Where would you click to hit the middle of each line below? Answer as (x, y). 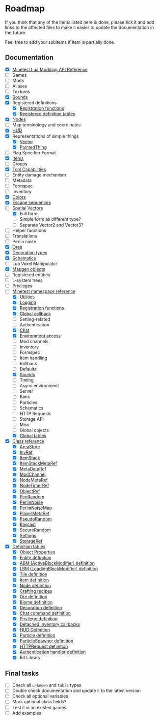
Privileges (22, 286)
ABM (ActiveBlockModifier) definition (57, 563)
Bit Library (30, 658)
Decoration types (30, 252)
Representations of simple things (45, 136)
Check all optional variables (40, 696)
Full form (28, 214)
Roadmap (25, 9)
